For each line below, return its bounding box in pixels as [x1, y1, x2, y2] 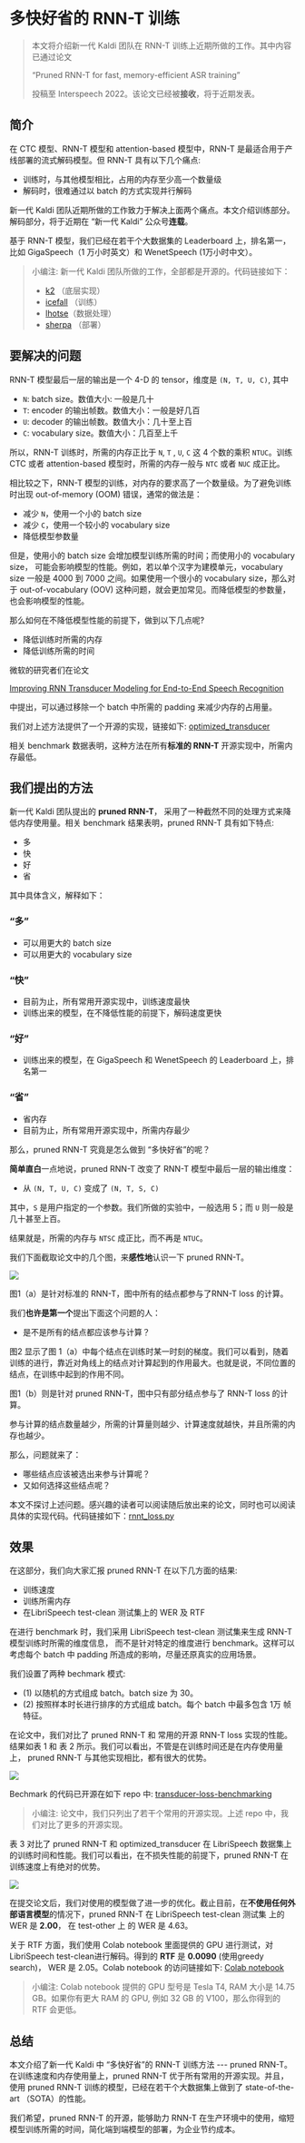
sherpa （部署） [44, 319, 106, 329]
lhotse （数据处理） [44, 308, 116, 319]
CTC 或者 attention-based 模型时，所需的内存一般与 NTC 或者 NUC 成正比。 [9, 457, 285, 468]
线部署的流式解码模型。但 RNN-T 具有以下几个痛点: [9, 154, 202, 165]
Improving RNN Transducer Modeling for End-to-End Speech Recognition [9, 683, 284, 693]
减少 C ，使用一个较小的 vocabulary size [22, 519, 171, 530]
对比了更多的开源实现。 [39, 1819, 128, 1830]
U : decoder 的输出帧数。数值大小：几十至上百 [22, 416, 193, 427]
